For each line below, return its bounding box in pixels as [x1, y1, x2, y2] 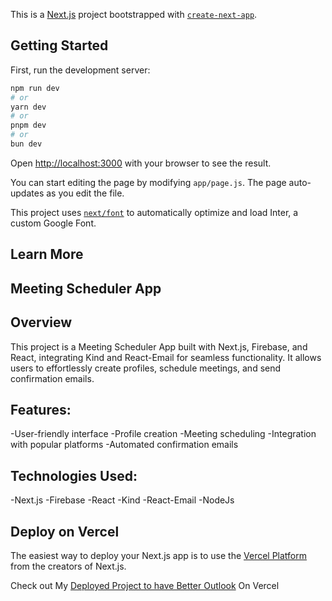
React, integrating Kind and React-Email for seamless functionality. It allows [10, 351, 322, 363]
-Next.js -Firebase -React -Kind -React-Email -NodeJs [10, 494, 235, 506]
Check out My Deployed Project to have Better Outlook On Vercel [10, 579, 280, 591]
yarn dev [10, 102, 47, 112]
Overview [10, 314, 73, 331]
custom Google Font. [10, 217, 97, 229]
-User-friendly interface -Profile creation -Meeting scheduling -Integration [10, 428, 317, 440]
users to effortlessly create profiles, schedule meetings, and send [10, 362, 282, 374]
